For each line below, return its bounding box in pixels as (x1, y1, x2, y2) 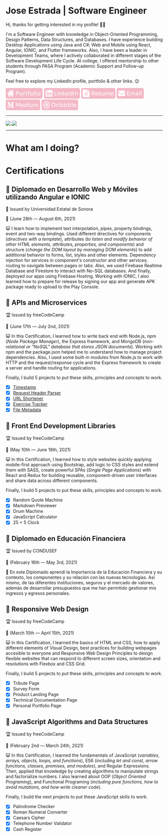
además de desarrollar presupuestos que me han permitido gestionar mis (5, 585, 157, 591)
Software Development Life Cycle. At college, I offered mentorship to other (5, 57, 159, 63)
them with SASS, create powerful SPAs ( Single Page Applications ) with (5, 467, 152, 473)
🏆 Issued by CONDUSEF (5, 548, 57, 554)
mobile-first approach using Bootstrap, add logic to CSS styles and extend (5, 462, 159, 468)
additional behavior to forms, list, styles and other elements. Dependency (5, 252, 156, 258)
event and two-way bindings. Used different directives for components (5, 231, 151, 237)
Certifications (5, 165, 64, 177)
